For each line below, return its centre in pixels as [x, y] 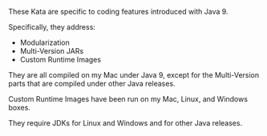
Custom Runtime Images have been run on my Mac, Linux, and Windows [128, 99]
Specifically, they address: [52, 27]
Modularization [44, 42]
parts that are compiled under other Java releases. [92, 84]
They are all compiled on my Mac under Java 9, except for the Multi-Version [134, 75]
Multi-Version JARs [52, 51]
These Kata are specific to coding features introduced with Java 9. [118, 12]
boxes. [19, 108]
